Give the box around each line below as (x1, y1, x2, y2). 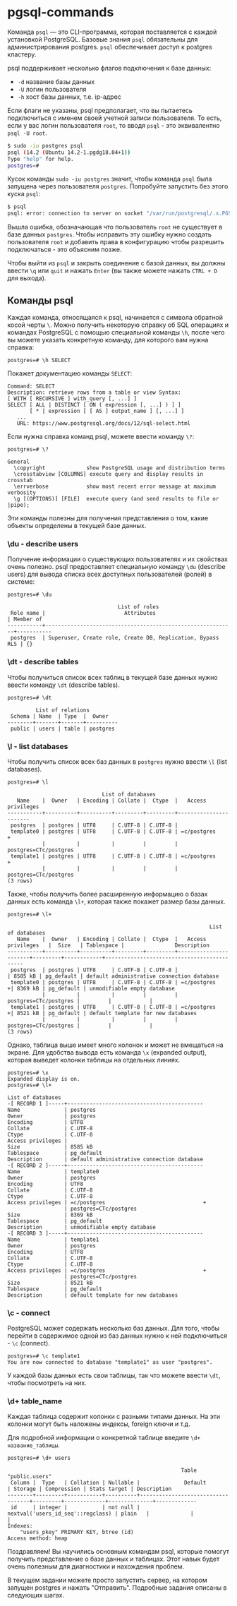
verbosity (7, 489, 37, 496)
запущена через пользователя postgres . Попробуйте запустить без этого (7, 182, 229, 191)
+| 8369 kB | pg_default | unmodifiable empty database (7, 985, 175, 992)
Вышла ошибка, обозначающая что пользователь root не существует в (7, 223, 223, 232)
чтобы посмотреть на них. (7, 1379, 87, 1387)
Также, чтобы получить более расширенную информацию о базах (7, 889, 208, 898)
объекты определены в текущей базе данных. (7, 522, 147, 529)
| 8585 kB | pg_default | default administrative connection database (7, 972, 219, 980)
